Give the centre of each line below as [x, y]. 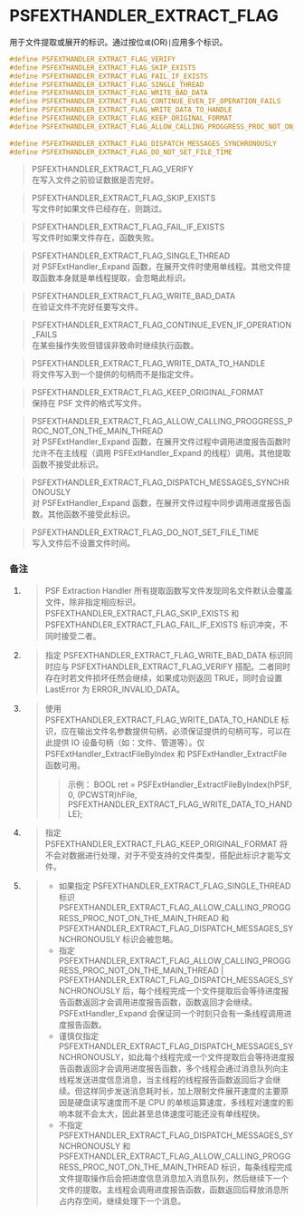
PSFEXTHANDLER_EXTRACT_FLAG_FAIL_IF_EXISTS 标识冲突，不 [166, 624]
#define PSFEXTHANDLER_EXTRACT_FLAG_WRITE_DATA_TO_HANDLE [121, 110]
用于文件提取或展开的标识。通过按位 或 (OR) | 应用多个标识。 [119, 42]
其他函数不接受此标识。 [91, 514]
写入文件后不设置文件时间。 [83, 543]
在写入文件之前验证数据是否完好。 [95, 180]
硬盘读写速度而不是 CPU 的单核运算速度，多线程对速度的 [180, 1102]
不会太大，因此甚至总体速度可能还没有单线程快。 [174, 1113]
